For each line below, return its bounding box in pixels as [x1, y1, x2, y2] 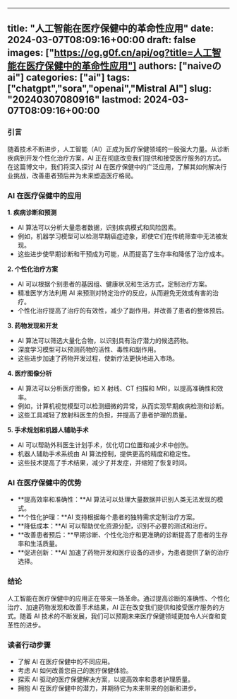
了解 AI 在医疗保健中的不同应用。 [17, 657, 114, 666]
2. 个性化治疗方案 [7, 265, 59, 273]
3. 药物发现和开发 [7, 321, 59, 330]
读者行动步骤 [7, 640, 51, 649]
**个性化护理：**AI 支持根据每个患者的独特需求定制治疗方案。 [17, 513, 199, 521]
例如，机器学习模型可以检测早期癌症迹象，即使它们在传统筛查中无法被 [17, 231, 222, 241]
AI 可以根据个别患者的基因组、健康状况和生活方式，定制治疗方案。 [17, 279, 212, 288]
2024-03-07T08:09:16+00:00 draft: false [7, 34, 196, 46]
